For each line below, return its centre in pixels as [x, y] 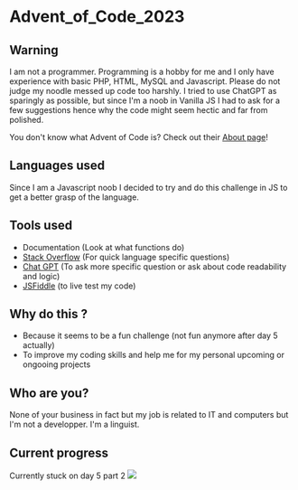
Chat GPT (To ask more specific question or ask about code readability [154, 266]
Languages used [57, 166]
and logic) [41, 276]
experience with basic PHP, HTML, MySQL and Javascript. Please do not [145, 81]
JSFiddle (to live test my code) [79, 286]
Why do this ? [49, 314]
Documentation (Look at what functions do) [103, 247]
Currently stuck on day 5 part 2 [68, 476]
